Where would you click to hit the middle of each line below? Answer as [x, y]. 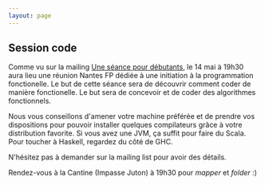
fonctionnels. [30, 101]
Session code [43, 48]
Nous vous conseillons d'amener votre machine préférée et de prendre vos [132, 116]
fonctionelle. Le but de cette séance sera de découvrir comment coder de [130, 84]
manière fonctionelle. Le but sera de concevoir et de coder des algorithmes [132, 92]
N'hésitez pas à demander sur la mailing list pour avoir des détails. [117, 157]
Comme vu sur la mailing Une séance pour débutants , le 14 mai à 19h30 [126, 67]
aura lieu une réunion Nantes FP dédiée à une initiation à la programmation [131, 76]
